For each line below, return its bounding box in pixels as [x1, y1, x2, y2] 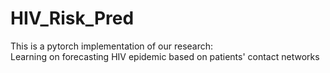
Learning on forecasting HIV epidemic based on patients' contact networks [10, 50, 320, 62]
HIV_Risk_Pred [10, 7, 135, 30]
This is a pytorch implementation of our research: [10, 40, 214, 52]
